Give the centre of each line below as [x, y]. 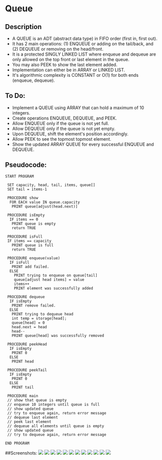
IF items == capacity [29, 241]
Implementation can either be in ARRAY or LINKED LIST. [68, 70]
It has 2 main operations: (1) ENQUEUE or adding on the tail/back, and [83, 44]
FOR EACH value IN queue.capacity [45, 202]
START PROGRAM [20, 176]
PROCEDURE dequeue [26, 297]
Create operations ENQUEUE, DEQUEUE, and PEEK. [65, 118]
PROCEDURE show [23, 198]
